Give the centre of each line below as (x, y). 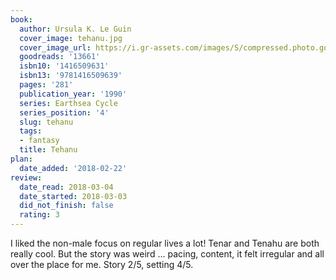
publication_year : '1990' (73, 94)
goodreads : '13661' (60, 57)
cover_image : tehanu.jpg (71, 38)
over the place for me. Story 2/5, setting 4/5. (102, 264)
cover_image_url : (55, 47)
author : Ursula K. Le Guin (75, 29)
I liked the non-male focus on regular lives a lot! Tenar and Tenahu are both (165, 243)
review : (26, 177)
